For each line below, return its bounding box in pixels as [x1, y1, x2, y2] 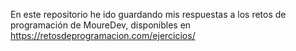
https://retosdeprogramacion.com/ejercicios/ [10, 30, 196, 41]
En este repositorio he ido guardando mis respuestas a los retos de [10, 9, 287, 20]
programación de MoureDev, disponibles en [10, 19, 192, 31]
